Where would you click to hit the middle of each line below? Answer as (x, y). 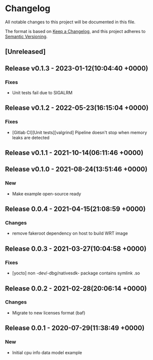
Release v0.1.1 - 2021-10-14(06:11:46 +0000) (74, 153)
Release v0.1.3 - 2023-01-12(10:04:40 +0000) (77, 68)
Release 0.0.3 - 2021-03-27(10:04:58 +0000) (76, 249)
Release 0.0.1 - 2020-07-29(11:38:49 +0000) (75, 328)
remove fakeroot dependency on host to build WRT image (70, 233)
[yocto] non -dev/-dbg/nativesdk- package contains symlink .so (76, 273)
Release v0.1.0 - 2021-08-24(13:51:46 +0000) (76, 169)
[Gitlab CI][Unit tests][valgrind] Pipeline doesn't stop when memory (79, 132)
